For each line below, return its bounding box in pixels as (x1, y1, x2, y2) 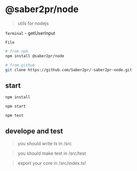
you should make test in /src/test (17, 150, 86, 156)
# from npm (5, 49, 28, 54)
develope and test (5, 127, 63, 136)
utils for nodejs (17, 20, 49, 26)
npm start (5, 104, 26, 109)
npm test (5, 113, 24, 118)
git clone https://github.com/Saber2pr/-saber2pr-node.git (5, 67, 132, 72)
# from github (5, 62, 35, 68)
